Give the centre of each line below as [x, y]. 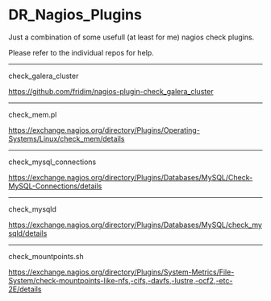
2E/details [25, 289]
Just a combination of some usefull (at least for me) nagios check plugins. [131, 37]
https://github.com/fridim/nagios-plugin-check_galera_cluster [111, 91]
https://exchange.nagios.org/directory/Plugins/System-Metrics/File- [121, 272]
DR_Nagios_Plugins [75, 15]
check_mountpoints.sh [46, 256]
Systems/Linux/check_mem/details [67, 138]
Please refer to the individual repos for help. [81, 52]
